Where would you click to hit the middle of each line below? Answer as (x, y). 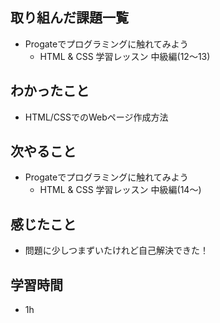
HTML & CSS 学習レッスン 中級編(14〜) (120, 190)
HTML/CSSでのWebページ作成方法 (96, 117)
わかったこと (50, 91)
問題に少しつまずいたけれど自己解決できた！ (116, 250)
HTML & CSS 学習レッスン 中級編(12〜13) (125, 56)
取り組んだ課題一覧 (69, 18)
